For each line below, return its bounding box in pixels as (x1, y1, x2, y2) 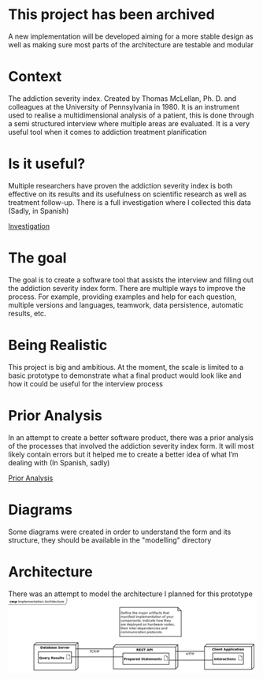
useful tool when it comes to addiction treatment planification (8, 127, 207, 136)
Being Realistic (8, 336, 108, 354)
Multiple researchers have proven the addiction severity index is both (8, 181, 233, 190)
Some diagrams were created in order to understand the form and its (8, 527, 232, 536)
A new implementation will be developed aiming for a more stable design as (8, 32, 254, 41)
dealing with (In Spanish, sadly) (8, 457, 110, 467)
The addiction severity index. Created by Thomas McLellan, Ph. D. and (8, 93, 237, 103)
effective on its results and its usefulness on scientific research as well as (8, 189, 246, 199)
